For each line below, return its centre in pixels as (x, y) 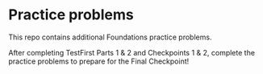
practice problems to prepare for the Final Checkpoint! (99, 61)
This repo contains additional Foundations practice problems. (110, 37)
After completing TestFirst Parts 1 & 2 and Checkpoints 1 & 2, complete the (132, 52)
